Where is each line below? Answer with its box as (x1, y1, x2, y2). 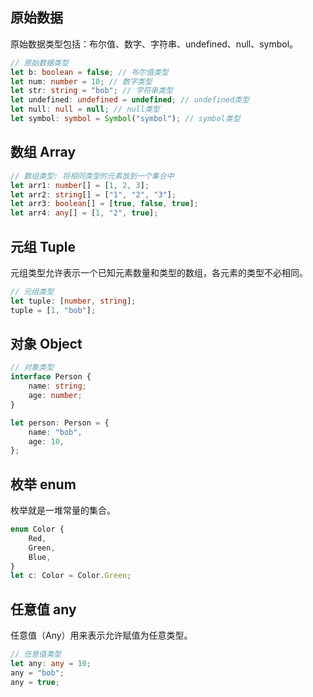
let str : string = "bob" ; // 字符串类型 (10, 86, 174, 96)
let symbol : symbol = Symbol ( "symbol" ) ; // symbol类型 (10, 114, 241, 124)
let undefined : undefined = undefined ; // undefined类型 (10, 95, 250, 105)
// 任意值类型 (10, 649, 62, 660)
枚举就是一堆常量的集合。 (10, 504, 116, 517)
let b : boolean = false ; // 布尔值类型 (10, 67, 169, 77)
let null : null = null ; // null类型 (10, 104, 160, 115)
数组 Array (10, 144, 77, 161)
